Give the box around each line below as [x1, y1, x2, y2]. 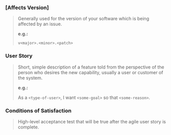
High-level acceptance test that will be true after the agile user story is [17, 118, 166, 124]
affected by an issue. [17, 21, 62, 27]
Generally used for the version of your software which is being [17, 16, 150, 22]
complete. [17, 124, 39, 130]
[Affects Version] [5, 4, 50, 11]
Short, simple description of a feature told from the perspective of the [17, 64, 164, 70]
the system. [17, 75, 43, 81]
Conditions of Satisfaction [5, 107, 71, 114]
